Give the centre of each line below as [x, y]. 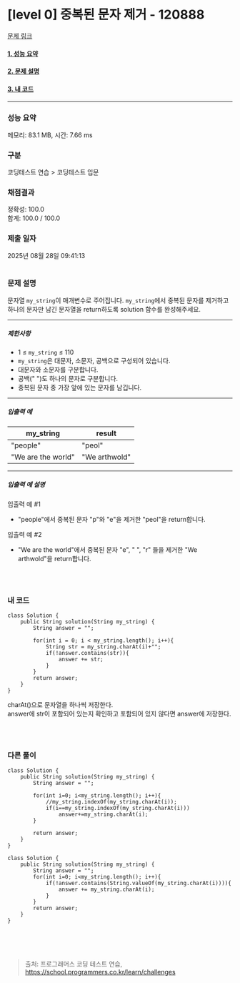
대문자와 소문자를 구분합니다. [58, 370]
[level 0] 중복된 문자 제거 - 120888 [106, 15]
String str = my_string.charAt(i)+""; [103, 647]
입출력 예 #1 [24, 504]
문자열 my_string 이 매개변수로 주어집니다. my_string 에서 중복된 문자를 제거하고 [118, 300]
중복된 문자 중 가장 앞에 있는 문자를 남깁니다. [80, 387]
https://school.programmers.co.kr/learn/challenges [100, 972]
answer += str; [81, 660]
